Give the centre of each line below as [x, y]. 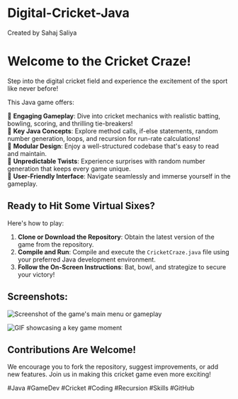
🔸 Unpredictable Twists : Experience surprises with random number [106, 161]
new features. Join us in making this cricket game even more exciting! [109, 374]
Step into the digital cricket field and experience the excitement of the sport [118, 81]
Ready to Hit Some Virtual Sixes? [81, 206]
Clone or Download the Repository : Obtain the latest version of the [116, 237]
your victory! [36, 274]
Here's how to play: [36, 223]
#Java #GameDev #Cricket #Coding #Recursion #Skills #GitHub [101, 388]
